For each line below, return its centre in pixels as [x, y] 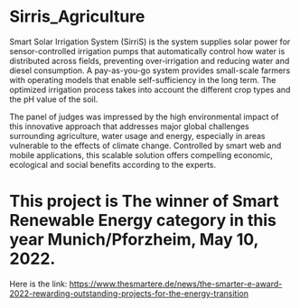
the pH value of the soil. [54, 99]
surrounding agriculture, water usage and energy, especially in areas [137, 135]
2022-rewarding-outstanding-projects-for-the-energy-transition [129, 293]
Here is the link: [38, 284]
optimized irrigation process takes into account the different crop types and [150, 89]
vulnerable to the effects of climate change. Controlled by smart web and [145, 145]
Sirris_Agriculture [77, 17]
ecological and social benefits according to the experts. [113, 164]
